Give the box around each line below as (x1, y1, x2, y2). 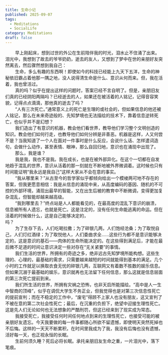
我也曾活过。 (13, 81, 40, 87)
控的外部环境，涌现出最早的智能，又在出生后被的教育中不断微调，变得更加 (5, 188, 158, 194)
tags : (5, 17, 16, 22)
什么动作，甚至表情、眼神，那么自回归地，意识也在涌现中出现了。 (22, 143, 158, 149)
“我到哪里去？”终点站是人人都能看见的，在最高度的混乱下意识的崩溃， (14, 200, 159, 206)
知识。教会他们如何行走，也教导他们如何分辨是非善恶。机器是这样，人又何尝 (5, 131, 163, 137)
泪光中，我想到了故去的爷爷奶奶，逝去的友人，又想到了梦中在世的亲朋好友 (5, 56, 158, 62)
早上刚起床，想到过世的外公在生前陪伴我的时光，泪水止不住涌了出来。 (14, 50, 160, 56)
